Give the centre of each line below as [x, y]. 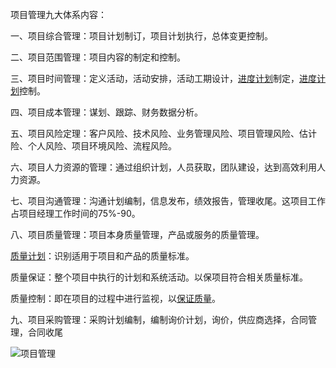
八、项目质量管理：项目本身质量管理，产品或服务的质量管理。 [137, 234]
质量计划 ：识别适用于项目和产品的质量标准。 [102, 256]
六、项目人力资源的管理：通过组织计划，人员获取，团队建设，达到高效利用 [163, 167]
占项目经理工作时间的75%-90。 [75, 213]
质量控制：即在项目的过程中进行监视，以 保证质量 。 [115, 298]
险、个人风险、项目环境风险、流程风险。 [93, 146]
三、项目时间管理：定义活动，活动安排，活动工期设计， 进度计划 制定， [155, 78]
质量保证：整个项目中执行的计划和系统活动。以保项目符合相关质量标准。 [159, 277]
